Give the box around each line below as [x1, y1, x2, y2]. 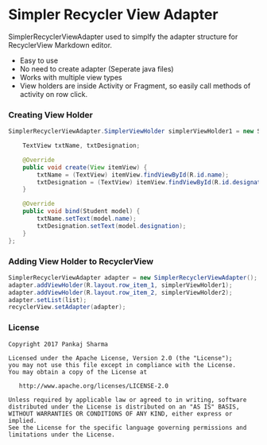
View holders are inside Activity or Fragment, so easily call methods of [19, 81, 251, 91]
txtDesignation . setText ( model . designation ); [37, 222, 187, 230]
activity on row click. [19, 89, 88, 99]
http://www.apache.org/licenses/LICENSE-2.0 [18, 381, 169, 390]
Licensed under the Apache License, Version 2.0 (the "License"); [8, 354, 233, 362]
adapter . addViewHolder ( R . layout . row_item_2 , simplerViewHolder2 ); [8, 288, 233, 296]
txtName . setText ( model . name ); [37, 215, 137, 223]
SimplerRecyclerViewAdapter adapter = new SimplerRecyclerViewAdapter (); [8, 273, 258, 281]
